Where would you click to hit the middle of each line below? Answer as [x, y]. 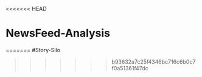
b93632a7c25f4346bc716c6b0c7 [154, 62]
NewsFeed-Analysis [58, 33]
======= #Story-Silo [33, 50]
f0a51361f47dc [130, 68]
